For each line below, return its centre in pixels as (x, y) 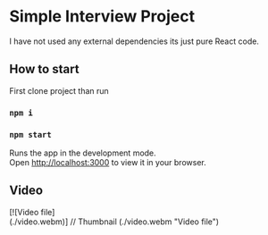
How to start (44, 69)
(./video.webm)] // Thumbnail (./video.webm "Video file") (114, 222)
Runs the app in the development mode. (83, 153)
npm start (30, 134)
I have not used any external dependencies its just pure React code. (134, 41)
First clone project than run (59, 90)
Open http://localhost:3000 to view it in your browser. (108, 162)
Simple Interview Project (102, 17)
